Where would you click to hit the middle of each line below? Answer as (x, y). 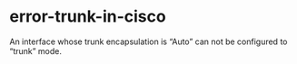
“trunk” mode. (35, 50)
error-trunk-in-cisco (88, 17)
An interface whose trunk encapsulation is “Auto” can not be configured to (148, 41)
